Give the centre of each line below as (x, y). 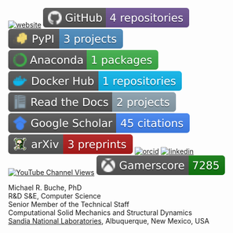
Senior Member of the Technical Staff (69, 204)
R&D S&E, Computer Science (55, 196)
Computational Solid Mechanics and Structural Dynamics (100, 213)
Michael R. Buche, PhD (45, 187)
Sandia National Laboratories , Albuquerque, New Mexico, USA (109, 221)
